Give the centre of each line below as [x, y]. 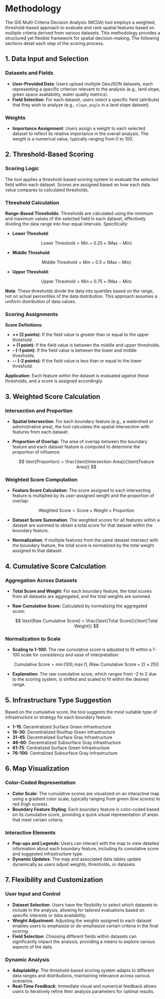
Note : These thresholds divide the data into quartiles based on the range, [80, 291]
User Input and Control [33, 894]
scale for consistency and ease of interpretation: [70, 655]
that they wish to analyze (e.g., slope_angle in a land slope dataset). [81, 105]
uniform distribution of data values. [41, 301]
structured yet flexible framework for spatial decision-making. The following [82, 38]
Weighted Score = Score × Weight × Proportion [86, 510]
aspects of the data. [33, 947]
